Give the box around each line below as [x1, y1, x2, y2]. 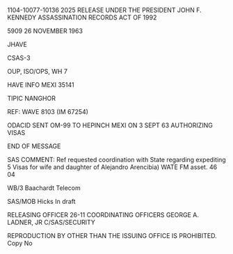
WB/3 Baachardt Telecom [7, 184, 81, 192]
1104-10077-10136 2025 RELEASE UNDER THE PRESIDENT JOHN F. [7, 6, 202, 14]
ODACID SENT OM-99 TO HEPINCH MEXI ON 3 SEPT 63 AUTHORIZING [7, 121, 214, 129]
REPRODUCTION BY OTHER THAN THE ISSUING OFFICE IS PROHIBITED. [7, 232, 217, 239]
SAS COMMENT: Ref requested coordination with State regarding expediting [7, 156, 226, 164]
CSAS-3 [7, 54, 31, 62]
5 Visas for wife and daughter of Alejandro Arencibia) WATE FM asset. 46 [7, 163, 218, 171]
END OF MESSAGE [7, 142, 61, 150]
